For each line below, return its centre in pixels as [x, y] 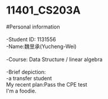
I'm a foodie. [21, 91]
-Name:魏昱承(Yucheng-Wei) [41, 46]
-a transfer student [29, 78]
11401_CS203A [43, 10]
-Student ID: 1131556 [31, 39]
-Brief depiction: [26, 72]
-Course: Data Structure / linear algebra [54, 59]
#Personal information [33, 27]
